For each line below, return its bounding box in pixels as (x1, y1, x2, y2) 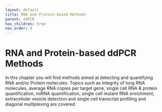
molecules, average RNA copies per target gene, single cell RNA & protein (5, 85, 157, 91)
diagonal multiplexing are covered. (5, 101, 76, 107)
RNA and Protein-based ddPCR (5, 47, 136, 59)
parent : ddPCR (5, 16, 35, 21)
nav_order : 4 (5, 26, 32, 31)
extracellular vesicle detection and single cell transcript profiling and (5, 96, 146, 102)
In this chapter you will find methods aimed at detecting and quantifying (5, 74, 153, 80)
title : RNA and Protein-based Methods (5, 12, 86, 17)
